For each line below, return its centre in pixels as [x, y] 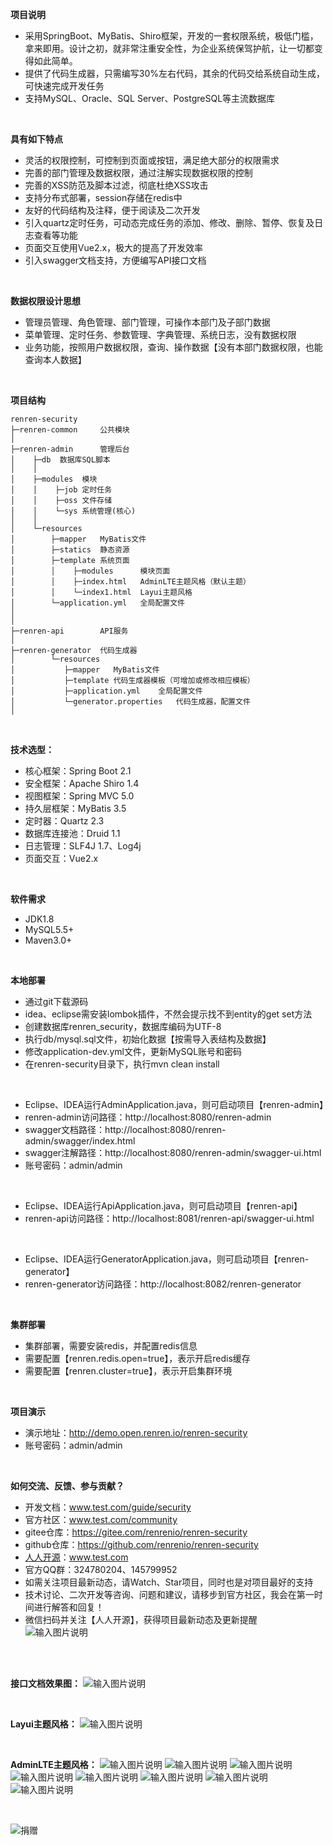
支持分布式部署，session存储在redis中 [103, 197]
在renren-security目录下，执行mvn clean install [122, 1064]
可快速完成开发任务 [64, 86]
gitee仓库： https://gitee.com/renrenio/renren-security [136, 1532]
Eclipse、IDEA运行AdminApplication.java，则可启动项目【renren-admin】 [176, 1104]
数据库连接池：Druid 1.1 [72, 833]
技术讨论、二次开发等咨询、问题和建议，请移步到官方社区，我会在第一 [169, 1594]
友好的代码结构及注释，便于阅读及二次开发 [112, 210]
